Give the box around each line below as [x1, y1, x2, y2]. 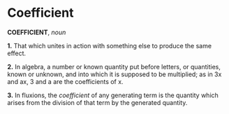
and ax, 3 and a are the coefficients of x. [7, 77, 124, 85]
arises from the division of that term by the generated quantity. [7, 98, 188, 106]
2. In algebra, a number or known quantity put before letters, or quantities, [7, 62, 221, 71]
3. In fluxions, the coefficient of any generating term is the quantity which [7, 91, 219, 99]
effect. [7, 49, 27, 57]
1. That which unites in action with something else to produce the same [7, 41, 212, 50]
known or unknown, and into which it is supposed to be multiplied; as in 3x [7, 70, 222, 78]
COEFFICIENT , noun [7, 28, 66, 36]
